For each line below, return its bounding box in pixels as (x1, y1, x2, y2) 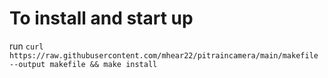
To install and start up (9, 7, 194, 30)
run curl (9, 40, 44, 52)
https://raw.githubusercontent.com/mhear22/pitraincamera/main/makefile (9, 50, 319, 61)
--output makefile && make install (9, 59, 158, 69)
